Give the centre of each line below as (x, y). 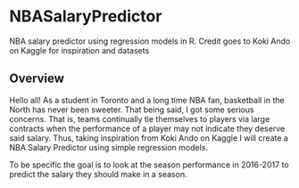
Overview (37, 79)
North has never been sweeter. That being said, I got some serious (132, 110)
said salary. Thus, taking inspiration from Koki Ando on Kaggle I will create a (149, 138)
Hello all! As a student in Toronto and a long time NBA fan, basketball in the (147, 100)
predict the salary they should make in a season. (98, 174)
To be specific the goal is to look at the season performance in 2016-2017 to (149, 164)
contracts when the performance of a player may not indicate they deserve (147, 128)
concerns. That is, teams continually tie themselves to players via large (140, 119)
